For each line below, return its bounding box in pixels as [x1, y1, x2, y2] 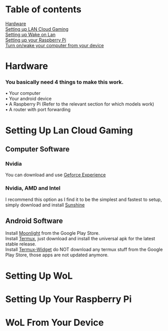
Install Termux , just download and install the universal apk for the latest [5, 236, 155, 242]
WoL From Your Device [5, 317, 104, 328]
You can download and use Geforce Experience [5, 172, 106, 178]
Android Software [5, 216, 63, 225]
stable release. [5, 241, 37, 247]
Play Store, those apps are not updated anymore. [5, 252, 109, 258]
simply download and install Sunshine [5, 201, 85, 208]
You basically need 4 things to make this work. [5, 78, 124, 86]
